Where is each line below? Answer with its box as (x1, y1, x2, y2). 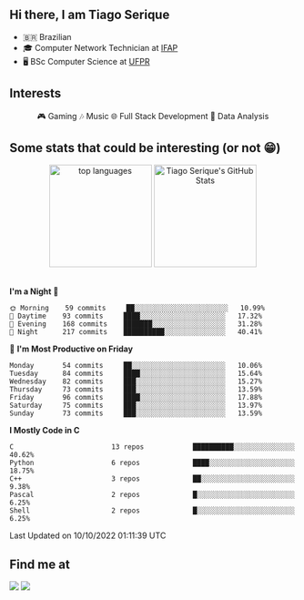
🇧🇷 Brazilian (22, 31, 72, 42)
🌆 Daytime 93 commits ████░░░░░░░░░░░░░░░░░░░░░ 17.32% (9, 311, 262, 321)
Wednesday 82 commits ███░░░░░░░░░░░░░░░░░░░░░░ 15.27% (9, 377, 262, 386)
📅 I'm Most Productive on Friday (9, 343, 134, 354)
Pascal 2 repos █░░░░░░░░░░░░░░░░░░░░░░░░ (9, 491, 296, 500)
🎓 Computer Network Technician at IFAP (22, 42, 178, 53)
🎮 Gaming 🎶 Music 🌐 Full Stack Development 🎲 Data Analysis (36, 110, 269, 121)
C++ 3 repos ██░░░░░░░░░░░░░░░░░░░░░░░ (9, 474, 296, 483)
